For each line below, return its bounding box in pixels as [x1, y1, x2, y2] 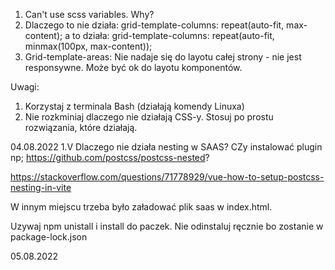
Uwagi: [10, 81, 40, 93]
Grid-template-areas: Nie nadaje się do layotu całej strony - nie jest [24, 51, 302, 63]
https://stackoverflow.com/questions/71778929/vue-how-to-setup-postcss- [10, 171, 325, 183]
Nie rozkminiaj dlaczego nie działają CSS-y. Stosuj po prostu [24, 111, 274, 123]
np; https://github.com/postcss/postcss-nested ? [10, 152, 210, 163]
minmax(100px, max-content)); [24, 40, 153, 52]
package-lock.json [10, 231, 88, 243]
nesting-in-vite [10, 182, 72, 193]
